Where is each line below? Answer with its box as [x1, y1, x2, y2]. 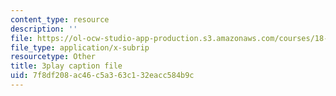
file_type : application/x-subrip [10, 42, 150, 53]
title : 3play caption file [10, 61, 123, 71]
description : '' [10, 24, 78, 34]
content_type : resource [10, 14, 110, 25]
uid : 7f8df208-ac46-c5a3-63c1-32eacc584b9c [10, 71, 195, 81]
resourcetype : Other [10, 52, 97, 62]
